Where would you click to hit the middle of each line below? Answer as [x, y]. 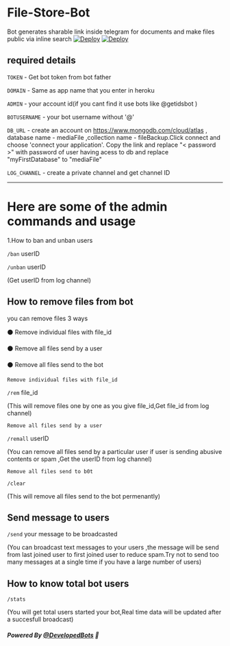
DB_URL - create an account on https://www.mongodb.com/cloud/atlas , [107, 130]
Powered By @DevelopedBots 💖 [53, 635]
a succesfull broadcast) [40, 619]
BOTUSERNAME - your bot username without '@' [71, 117]
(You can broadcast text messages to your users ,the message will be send [113, 547]
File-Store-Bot [49, 13]
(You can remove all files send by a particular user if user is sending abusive [115, 451]
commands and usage [72, 221]
